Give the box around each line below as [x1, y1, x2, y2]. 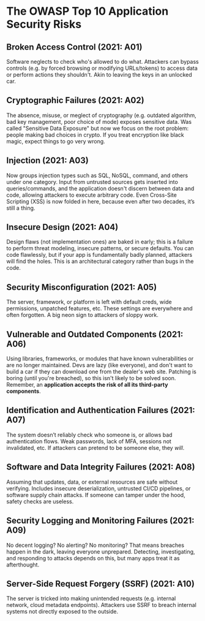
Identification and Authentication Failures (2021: [6, 405, 195, 416]
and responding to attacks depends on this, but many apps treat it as [6, 554, 180, 562]
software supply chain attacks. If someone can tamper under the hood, [6, 491, 185, 498]
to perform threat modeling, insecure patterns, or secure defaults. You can [6, 245, 195, 252]
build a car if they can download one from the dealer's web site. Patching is [6, 368, 197, 375]
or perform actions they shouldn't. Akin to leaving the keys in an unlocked [6, 71, 193, 78]
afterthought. [6, 561, 40, 568]
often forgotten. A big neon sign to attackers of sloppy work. [6, 311, 159, 319]
